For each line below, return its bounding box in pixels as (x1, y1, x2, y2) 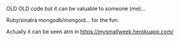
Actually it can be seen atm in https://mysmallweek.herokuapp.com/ (6, 28, 174, 35)
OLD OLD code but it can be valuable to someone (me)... (6, 5, 146, 12)
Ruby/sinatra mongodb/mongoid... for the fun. (6, 17, 120, 23)
